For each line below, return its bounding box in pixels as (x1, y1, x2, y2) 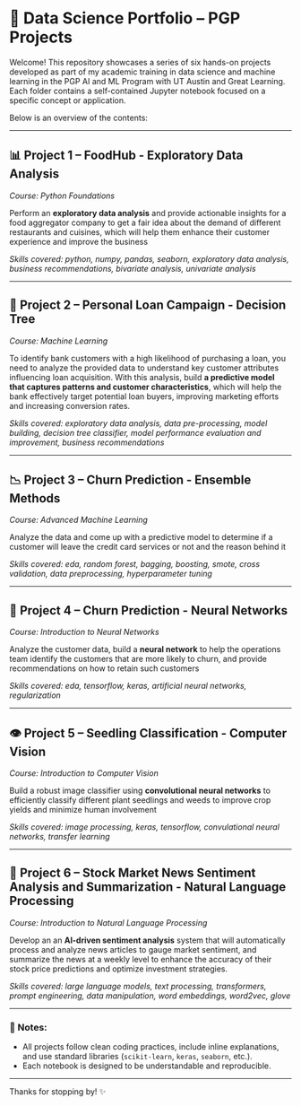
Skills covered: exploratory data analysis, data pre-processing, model (9, 417, 268, 429)
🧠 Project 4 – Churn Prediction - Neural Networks (9, 603, 288, 618)
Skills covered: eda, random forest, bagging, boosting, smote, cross (9, 559, 261, 570)
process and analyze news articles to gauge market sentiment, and (9, 944, 257, 954)
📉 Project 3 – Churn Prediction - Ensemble (9, 472, 252, 487)
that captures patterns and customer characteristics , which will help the (9, 381, 282, 392)
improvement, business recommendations (9, 437, 165, 448)
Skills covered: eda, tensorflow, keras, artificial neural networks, (9, 681, 247, 692)
